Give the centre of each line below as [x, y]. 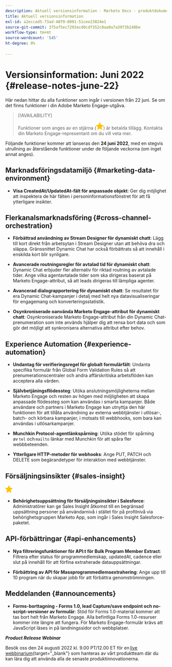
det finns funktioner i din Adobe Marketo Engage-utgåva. [66, 105]
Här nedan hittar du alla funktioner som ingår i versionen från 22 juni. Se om [85, 100]
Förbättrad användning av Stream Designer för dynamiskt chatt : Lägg [88, 238]
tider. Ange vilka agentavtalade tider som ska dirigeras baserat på [82, 275]
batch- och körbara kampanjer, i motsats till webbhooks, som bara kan [87, 418]
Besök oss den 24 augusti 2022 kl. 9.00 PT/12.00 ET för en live [71, 647]
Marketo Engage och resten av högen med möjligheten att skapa [81, 396]
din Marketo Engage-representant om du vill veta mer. [75, 133]
